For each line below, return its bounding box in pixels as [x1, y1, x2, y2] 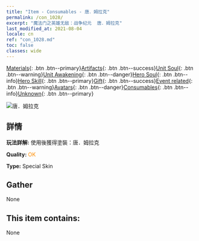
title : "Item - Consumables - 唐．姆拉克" [6, 8, 110, 15]
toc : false [6, 43, 34, 49]
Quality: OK [6, 151, 36, 158]
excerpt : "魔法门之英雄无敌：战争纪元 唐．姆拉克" [6, 20, 122, 26]
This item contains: [6, 213, 80, 223]
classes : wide [6, 48, 42, 54]
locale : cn [6, 31, 34, 37]
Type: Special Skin [6, 162, 53, 169]
